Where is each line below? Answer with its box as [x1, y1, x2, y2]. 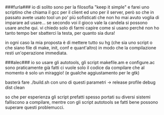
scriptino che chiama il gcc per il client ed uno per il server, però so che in [5, 9, 154, 15]
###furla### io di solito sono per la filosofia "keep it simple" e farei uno [5, 4, 149, 10]
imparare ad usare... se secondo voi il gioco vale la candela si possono [5, 20, 148, 25]
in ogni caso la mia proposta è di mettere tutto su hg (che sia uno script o [5, 40, 153, 46]
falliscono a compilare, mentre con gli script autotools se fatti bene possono [5, 99, 158, 105]
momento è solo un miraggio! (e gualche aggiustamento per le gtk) [5, 70, 140, 75]
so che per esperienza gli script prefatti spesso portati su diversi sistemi [5, 94, 151, 100]
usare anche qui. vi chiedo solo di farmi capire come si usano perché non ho [5, 25, 160, 31]
